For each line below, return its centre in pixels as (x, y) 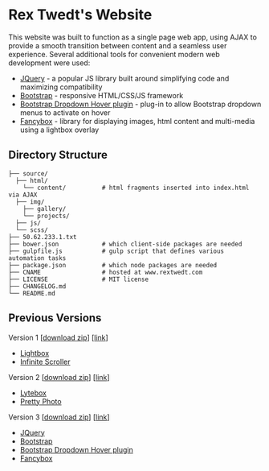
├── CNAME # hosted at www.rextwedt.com (106, 272)
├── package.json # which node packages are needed (113, 265)
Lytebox (33, 393)
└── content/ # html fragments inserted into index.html (136, 188)
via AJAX (23, 195)
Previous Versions (55, 318)
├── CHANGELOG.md (37, 286)
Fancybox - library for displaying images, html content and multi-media (137, 121)
